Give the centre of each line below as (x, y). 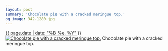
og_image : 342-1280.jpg (30, 19)
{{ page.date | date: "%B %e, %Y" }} (43, 33)
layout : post (19, 10)
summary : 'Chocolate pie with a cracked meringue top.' (65, 14)
